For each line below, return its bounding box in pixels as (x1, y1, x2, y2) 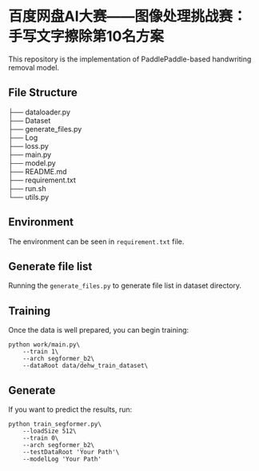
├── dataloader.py (8, 107, 70, 117)
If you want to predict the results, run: (8, 405, 133, 414)
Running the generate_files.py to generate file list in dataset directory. (8, 281, 242, 290)
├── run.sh (8, 183, 46, 193)
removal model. (8, 62, 60, 72)
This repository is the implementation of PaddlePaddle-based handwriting (8, 54, 252, 64)
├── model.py (8, 158, 56, 168)
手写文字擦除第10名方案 (8, 27, 164, 46)
